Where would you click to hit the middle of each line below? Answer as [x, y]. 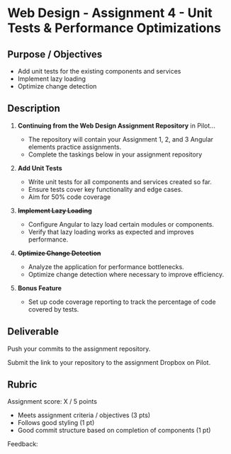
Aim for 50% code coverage [69, 197]
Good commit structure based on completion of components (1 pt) [114, 431]
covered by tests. [53, 309]
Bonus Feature [40, 288]
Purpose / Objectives [55, 54]
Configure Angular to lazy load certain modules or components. [121, 224]
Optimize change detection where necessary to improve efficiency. [126, 274]
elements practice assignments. [75, 147]
